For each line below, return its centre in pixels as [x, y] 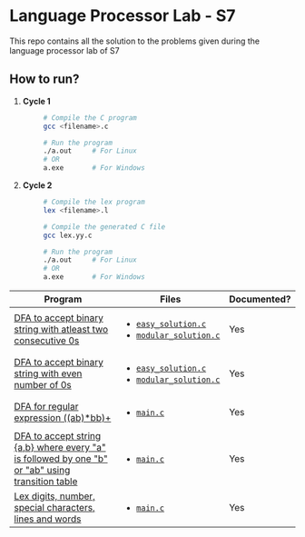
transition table [46, 481]
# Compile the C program [90, 118]
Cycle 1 [37, 101]
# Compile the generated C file [104, 227]
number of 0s [43, 385]
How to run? [44, 80]
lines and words [48, 519]
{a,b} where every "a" [60, 447]
